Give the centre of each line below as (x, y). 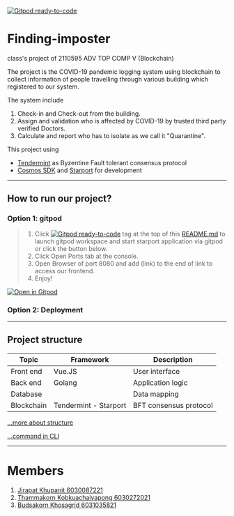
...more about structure (40, 423)
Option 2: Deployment (45, 310)
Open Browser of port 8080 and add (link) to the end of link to (124, 263)
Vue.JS (65, 371)
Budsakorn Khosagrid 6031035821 (67, 505)
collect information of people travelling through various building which (108, 79)
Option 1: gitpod (35, 218)
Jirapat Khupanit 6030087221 (60, 490)
